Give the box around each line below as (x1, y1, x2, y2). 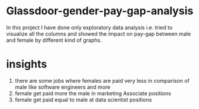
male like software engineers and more (14, 83, 111, 91)
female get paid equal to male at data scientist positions (14, 96, 152, 103)
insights (6, 58, 48, 71)
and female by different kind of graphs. (6, 36, 102, 43)
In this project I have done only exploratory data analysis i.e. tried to (6, 24, 173, 31)
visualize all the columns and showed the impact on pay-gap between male (6, 30, 191, 37)
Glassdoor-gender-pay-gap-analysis (6, 4, 194, 18)
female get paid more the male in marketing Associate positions (14, 89, 172, 96)
